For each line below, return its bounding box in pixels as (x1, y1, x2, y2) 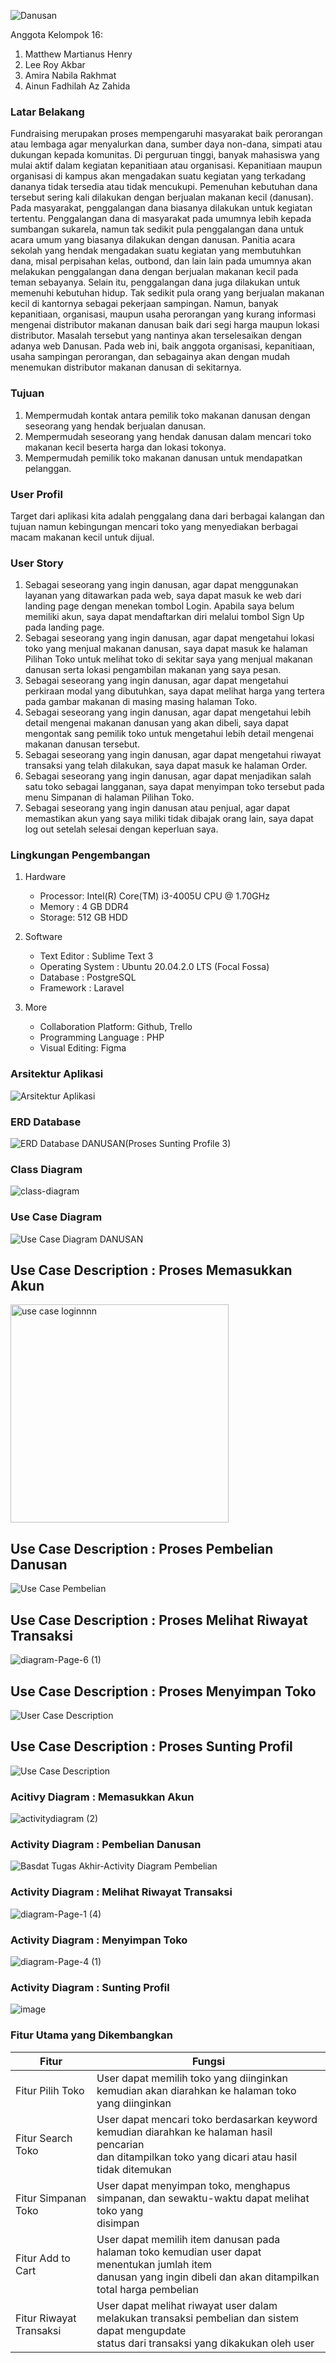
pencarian (96, 2137, 145, 2151)
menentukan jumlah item (96, 2257, 213, 2271)
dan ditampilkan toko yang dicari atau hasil (96, 2150, 298, 2164)
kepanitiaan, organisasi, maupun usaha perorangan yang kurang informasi (10, 308, 317, 320)
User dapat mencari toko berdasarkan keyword (96, 2112, 318, 2126)
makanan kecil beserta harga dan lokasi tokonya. (24, 441, 227, 453)
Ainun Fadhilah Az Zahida (24, 80, 131, 92)
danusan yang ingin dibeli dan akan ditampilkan (96, 2270, 320, 2284)
